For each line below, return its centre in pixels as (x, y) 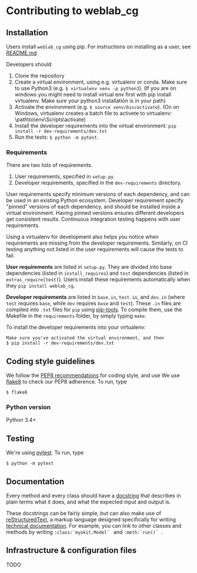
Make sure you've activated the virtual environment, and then (85, 338)
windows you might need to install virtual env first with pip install (93, 94)
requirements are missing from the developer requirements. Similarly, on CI (97, 243)
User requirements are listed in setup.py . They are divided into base (89, 267)
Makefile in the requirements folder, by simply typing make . (76, 316)
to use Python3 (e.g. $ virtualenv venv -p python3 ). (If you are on (95, 88)
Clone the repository (39, 76)
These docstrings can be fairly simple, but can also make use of (84, 514)
